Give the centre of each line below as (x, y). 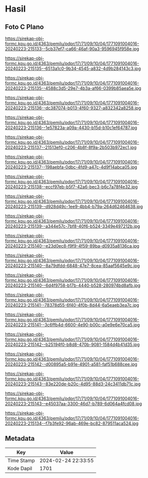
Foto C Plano (24, 27)
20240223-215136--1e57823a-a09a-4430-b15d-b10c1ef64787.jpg (71, 128)
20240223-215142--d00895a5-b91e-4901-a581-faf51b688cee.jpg (71, 364)
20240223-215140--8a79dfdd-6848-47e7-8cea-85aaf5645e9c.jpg (73, 266)
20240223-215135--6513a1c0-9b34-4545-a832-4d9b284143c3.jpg (73, 68)
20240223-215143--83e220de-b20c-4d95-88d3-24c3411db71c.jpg (73, 384)
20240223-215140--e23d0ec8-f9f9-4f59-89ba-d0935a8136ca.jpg (72, 246)
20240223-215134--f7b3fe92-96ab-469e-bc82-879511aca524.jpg (72, 423)
